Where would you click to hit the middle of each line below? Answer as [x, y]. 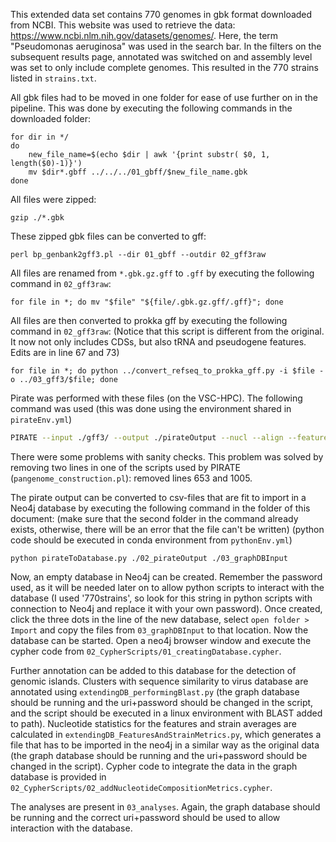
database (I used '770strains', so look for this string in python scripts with [161, 598]
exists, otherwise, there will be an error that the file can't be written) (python [167, 529]
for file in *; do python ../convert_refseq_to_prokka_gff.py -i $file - [167, 371]
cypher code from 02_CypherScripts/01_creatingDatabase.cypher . [146, 651]
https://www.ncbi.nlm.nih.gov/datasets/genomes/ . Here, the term [144, 35]
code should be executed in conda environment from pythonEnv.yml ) [151, 540]
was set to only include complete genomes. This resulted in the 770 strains [164, 67]
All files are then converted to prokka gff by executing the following [149, 320]
